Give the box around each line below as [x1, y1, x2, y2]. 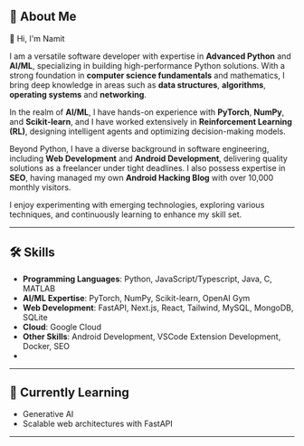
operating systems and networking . [9, 89, 147, 100]
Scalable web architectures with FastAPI [22, 418, 174, 430]
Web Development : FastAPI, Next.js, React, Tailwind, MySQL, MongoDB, [22, 302, 294, 313]
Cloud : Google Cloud [22, 321, 102, 332]
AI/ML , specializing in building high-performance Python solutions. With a [9, 60, 285, 71]
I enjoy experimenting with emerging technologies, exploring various [9, 199, 265, 210]
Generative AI [22, 409, 74, 420]
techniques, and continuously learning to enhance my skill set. [9, 209, 242, 220]
